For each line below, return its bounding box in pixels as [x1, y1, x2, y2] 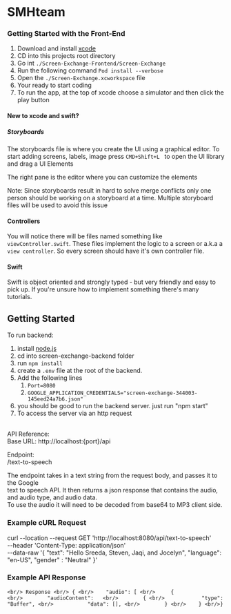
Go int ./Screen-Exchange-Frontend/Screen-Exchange [17, 59, 166, 68]
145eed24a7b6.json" [27, 396, 84, 403]
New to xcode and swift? [7, 112, 79, 120]
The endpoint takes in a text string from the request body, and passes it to [7, 471, 218, 480]
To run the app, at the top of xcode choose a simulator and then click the [17, 88, 224, 97]
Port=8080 [27, 383, 57, 390]
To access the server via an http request [17, 409, 132, 418]
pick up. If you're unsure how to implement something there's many [7, 285, 199, 294]
